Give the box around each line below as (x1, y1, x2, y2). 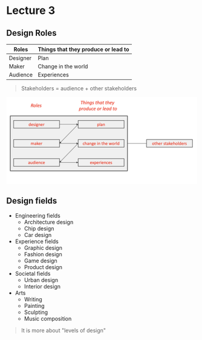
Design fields (6, 196, 57, 206)
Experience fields (15, 238, 59, 245)
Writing (24, 295, 42, 303)
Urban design (24, 276, 59, 284)
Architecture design (24, 218, 74, 225)
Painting (24, 302, 45, 309)
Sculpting (24, 308, 48, 316)
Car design (24, 231, 52, 238)
